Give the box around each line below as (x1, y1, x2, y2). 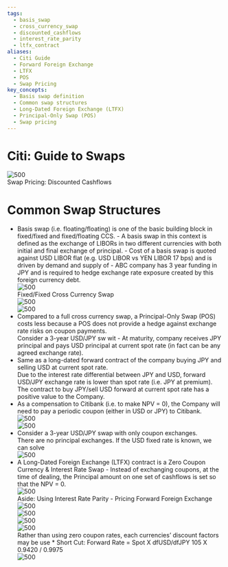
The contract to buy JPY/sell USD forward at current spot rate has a (16, 385, 209, 393)
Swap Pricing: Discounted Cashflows (7, 178, 112, 186)
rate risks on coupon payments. (16, 327, 107, 335)
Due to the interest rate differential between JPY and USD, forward (16, 371, 206, 379)
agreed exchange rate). (16, 349, 84, 357)
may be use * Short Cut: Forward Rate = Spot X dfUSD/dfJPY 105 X (16, 538, 207, 546)
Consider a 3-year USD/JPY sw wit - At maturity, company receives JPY (16, 334, 222, 343)
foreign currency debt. (16, 276, 81, 284)
